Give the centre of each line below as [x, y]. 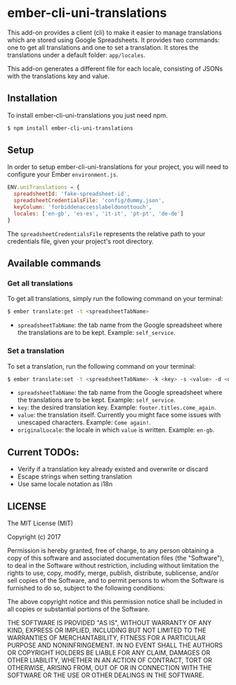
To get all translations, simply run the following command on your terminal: [115, 299]
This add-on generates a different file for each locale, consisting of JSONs [115, 68]
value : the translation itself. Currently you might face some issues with [119, 415]
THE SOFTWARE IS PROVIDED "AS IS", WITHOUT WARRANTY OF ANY [110, 623]
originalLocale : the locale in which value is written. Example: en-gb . [116, 430]
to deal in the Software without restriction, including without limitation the [113, 566]
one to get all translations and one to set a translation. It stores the [103, 47]
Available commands [54, 263]
